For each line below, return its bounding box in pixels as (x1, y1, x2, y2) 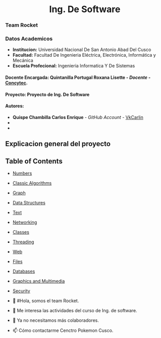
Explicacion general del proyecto (5, 140, 111, 148)
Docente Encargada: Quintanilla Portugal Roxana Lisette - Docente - (5, 74, 151, 80)
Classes (12, 229, 29, 235)
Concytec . (5, 80, 28, 86)
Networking (12, 219, 37, 225)
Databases (12, 268, 35, 274)
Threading (12, 239, 34, 245)
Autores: (5, 103, 24, 109)
